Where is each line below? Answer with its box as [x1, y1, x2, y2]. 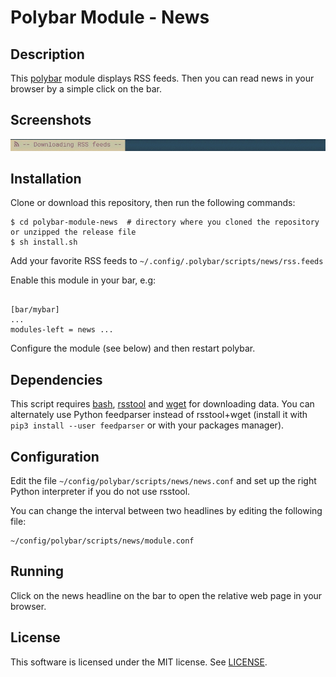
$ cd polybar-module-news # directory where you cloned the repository [10, 217, 320, 228]
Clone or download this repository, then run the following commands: [10, 197, 296, 209]
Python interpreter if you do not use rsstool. [10, 486, 191, 497]
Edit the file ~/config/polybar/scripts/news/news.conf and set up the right [10, 475, 317, 486]
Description [10, 46, 85, 63]
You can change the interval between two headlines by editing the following [10, 505, 323, 516]
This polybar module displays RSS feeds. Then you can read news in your [10, 72, 315, 84]
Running [10, 563, 65, 580]
